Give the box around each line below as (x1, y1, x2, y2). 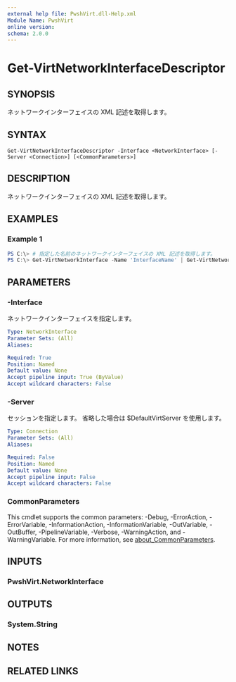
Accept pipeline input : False (7, 473, 96, 480)
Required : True (7, 354, 52, 361)
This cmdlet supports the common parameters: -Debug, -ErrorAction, (7, 512, 209, 521)
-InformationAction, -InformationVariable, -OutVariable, (48, 520, 209, 528)
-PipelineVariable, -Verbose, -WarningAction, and (38, 528, 181, 536)
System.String (7, 619, 58, 629)
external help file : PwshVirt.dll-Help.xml (7, 10, 137, 18)
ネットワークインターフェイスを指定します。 (7, 314, 136, 323)
